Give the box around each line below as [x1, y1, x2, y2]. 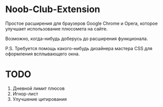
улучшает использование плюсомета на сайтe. [5, 25, 108, 31]
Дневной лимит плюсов [12, 85, 65, 91]
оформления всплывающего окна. [5, 51, 80, 57]
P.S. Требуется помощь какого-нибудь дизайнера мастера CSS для [5, 45, 152, 51]
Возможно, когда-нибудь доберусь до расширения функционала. [5, 35, 148, 42]
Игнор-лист [12, 90, 39, 97]
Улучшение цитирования [12, 96, 67, 102]
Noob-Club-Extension [5, 4, 101, 15]
